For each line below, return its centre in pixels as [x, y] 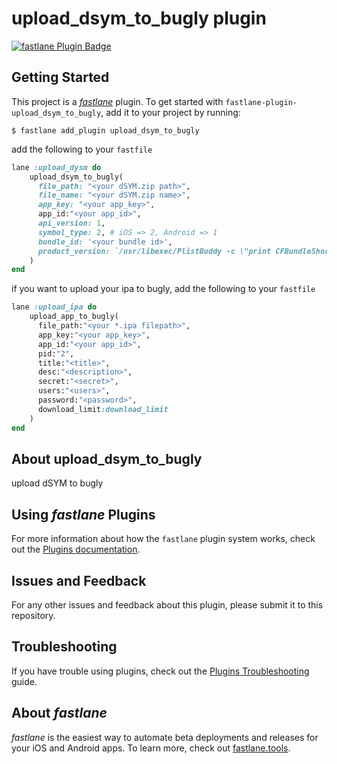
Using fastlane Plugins [83, 514]
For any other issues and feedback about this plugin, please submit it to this [167, 604]
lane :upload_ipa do [54, 307]
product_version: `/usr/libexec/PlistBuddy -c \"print [154, 251]
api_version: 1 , [71, 223]
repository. [33, 615]
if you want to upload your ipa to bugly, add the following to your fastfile [163, 289]
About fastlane [59, 713]
